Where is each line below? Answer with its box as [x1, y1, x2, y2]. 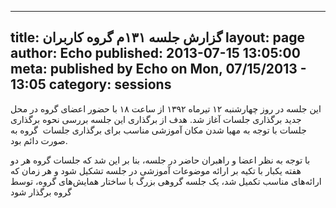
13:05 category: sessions [10, 76, 172, 93]
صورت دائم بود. [10, 134, 68, 146]
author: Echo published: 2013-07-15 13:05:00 [10, 45, 301, 62]
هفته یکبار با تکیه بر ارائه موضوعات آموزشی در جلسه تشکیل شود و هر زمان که [10, 164, 302, 176]
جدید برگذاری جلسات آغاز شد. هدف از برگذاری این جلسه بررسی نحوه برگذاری [10, 113, 302, 125]
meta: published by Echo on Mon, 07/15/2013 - [10, 61, 307, 78]
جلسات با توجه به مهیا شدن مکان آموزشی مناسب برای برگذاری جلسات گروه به [10, 124, 307, 136]
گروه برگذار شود [10, 186, 72, 198]
